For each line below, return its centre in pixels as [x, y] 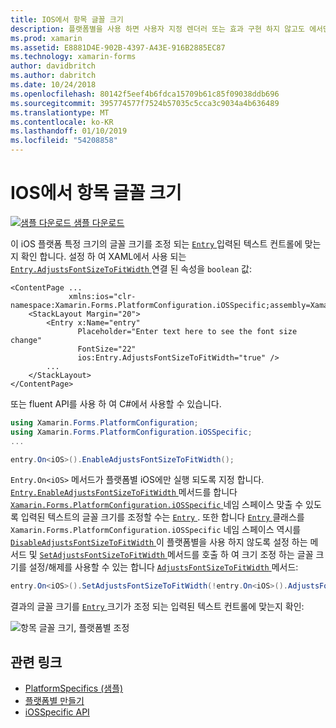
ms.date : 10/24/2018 [53, 85]
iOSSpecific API [57, 712]
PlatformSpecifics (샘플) [74, 688]
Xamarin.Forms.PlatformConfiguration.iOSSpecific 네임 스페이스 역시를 [156, 530]
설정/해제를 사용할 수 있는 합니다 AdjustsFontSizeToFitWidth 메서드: [163, 567]
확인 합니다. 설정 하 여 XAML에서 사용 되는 [103, 256]
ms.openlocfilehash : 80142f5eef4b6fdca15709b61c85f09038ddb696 [145, 94]
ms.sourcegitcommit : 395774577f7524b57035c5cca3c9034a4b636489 [145, 103]
